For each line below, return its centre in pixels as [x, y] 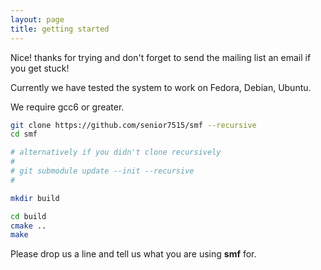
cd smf [24, 134]
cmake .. [28, 226]
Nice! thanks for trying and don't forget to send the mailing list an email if [161, 57]
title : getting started [60, 29]
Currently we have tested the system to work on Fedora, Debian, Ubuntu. [161, 87]
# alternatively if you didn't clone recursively [116, 152]
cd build [28, 216]
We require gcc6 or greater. [67, 107]
